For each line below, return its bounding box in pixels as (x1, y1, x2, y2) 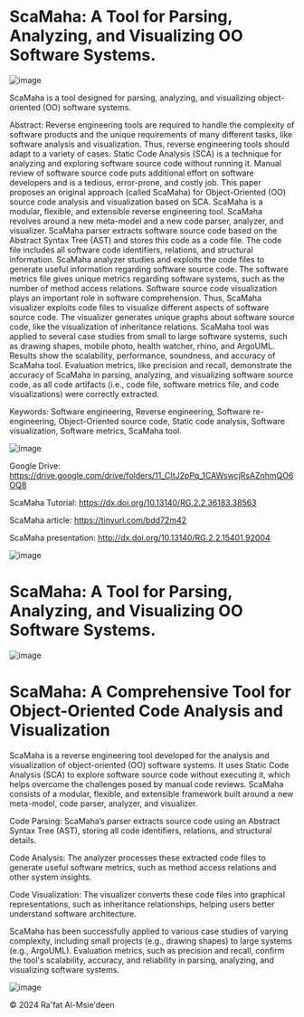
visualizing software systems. (9, 964, 120, 974)
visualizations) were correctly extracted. (9, 388, 160, 399)
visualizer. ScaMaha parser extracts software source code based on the (9, 224, 278, 236)
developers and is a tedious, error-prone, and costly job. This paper (9, 176, 261, 187)
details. (9, 834, 37, 845)
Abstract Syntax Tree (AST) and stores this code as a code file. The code (9, 234, 282, 245)
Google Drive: (9, 460, 62, 471)
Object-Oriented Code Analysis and (9, 701, 283, 721)
